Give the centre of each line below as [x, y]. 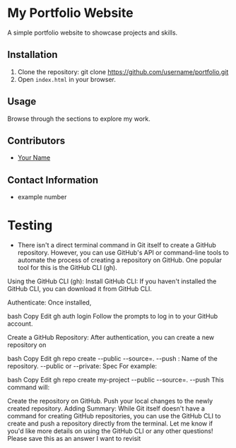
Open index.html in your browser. [67, 79]
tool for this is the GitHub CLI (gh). [67, 268]
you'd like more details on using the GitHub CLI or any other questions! [110, 431]
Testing [30, 226]
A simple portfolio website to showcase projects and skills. [93, 33]
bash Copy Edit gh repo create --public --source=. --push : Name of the [112, 359]
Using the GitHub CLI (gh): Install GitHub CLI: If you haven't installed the [112, 281]
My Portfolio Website [70, 13]
